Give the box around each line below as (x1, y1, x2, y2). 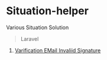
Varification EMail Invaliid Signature (14, 46, 101, 54)
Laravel (20, 35, 39, 42)
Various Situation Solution (6, 24, 69, 31)
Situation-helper (6, 4, 89, 18)
